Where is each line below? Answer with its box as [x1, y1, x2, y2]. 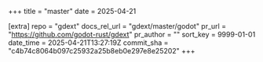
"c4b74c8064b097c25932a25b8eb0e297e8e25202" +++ [8, 46, 195, 55]
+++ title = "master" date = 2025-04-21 [8, 7, 137, 15]
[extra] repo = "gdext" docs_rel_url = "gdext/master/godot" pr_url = [8, 22, 226, 30]
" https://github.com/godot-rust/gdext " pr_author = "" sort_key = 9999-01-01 [8, 30, 256, 39]
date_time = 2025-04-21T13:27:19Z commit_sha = [8, 38, 169, 47]
